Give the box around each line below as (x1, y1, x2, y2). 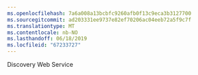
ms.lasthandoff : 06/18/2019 (7, 35, 88, 42)
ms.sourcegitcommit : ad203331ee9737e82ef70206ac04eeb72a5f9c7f (7, 16, 192, 23)
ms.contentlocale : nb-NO (7, 29, 78, 36)
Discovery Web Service (7, 61, 73, 68)
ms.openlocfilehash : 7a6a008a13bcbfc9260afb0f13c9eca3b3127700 (7, 10, 192, 17)
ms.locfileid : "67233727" (7, 42, 81, 48)
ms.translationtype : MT (7, 22, 75, 29)
